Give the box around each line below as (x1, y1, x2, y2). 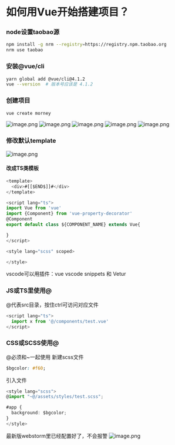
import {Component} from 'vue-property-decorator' (6, 210, 133, 217)
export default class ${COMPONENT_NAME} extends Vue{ (6, 222, 141, 228)
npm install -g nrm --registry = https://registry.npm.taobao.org (6, 42, 167, 48)
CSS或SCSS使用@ (6, 339, 59, 347)
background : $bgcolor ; (11, 410, 67, 416)
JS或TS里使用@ (6, 286, 52, 295)
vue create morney (6, 110, 51, 116)
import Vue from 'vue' (6, 205, 62, 211)
